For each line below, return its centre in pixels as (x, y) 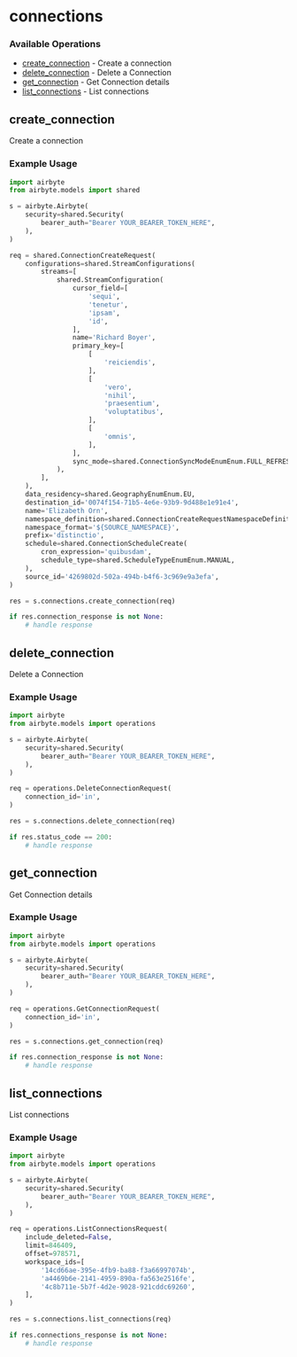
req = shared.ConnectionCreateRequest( (83, 255)
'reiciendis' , (130, 363)
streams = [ (59, 272)
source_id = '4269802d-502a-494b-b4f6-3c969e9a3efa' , (122, 577)
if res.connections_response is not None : (88, 1336)
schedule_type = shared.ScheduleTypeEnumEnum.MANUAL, (138, 560)
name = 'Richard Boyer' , (114, 338)
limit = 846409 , (51, 1246)
